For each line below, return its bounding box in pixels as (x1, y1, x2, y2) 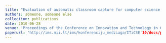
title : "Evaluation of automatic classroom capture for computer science (5, 7, 161, 12)
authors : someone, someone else (5, 12, 72, 17)
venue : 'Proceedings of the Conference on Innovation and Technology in (5, 26, 158, 31)
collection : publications (5, 16, 58, 21)
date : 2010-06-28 (5, 21, 41, 26)
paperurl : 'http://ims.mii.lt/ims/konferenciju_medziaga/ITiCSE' (5, 30, 142, 35)
